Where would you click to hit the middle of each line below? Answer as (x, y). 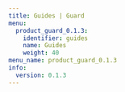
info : (17, 68)
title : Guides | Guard (46, 16)
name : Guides (45, 46)
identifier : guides (56, 38)
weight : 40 (41, 53)
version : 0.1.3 (41, 75)
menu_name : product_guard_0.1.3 (62, 61)
